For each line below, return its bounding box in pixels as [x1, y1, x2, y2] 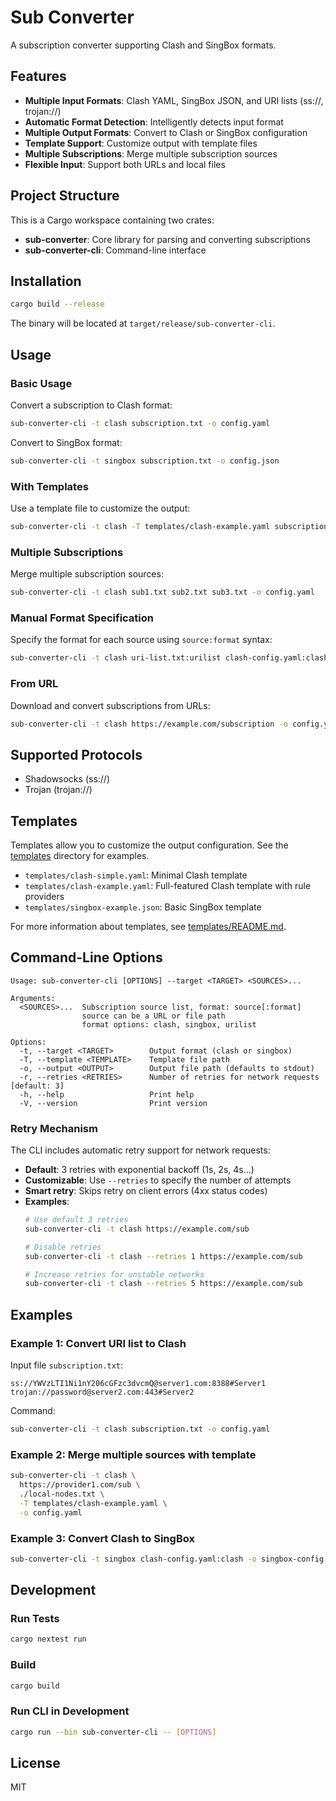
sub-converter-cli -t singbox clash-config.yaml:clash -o [10, 1554, 257, 1564]
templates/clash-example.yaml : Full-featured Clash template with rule [24, 880, 312, 891]
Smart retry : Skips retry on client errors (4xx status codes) [24, 1185, 268, 1197]
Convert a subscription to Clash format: [10, 399, 173, 411]
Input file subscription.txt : [10, 1359, 124, 1371]
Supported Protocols [10, 746, 143, 763]
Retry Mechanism [10, 1121, 98, 1135]
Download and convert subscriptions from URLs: [10, 699, 211, 711]
